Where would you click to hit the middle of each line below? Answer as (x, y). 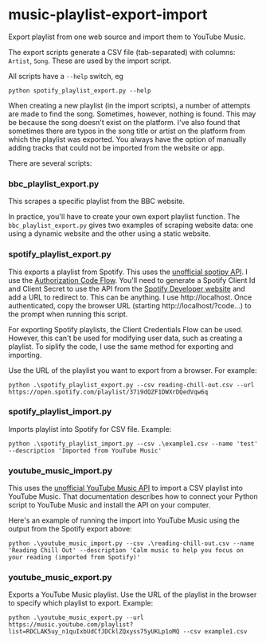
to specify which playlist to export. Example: (81, 603)
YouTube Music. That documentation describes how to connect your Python (133, 496)
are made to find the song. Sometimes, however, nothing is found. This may (132, 114)
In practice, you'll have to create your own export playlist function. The (124, 217)
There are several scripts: (50, 163)
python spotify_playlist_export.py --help (80, 90)
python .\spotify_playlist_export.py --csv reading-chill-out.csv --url (131, 385)
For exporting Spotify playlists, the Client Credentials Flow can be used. (125, 329)
